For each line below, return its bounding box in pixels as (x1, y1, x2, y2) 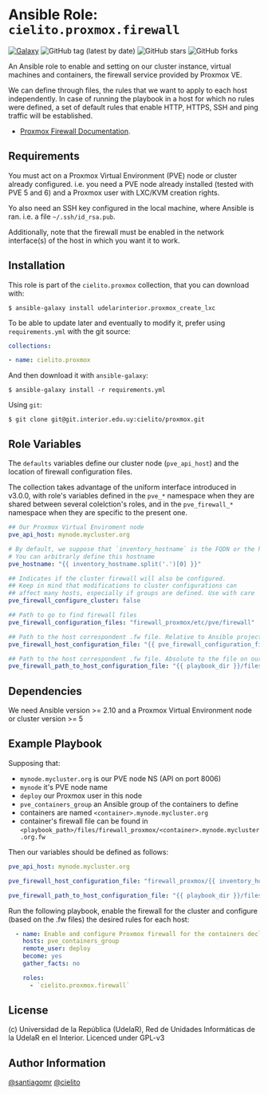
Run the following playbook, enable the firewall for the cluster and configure (8, 906, 258, 915)
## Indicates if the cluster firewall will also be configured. (8, 574, 227, 582)
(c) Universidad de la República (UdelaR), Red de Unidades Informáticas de (8, 1025, 255, 1034)
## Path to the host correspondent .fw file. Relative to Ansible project (8, 633, 262, 641)
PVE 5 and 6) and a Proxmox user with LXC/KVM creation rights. (8, 188, 220, 197)
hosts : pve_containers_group (22, 937, 120, 946)
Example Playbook (8, 737, 102, 751)
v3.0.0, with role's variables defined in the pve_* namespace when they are (8, 491, 255, 501)
